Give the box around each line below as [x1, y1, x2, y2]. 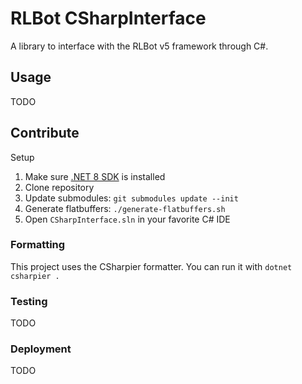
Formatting [10, 238, 66, 252]
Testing [10, 294, 48, 308]
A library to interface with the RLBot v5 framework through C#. [10, 40, 269, 52]
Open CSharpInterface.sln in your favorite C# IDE [24, 213, 231, 225]
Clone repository [24, 181, 95, 193]
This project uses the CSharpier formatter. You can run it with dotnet [10, 260, 293, 272]
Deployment [10, 342, 72, 356]
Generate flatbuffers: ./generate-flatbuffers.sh [24, 202, 226, 214]
